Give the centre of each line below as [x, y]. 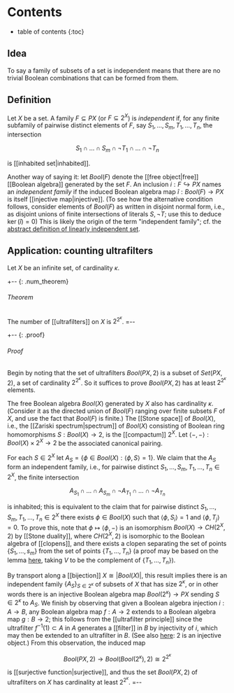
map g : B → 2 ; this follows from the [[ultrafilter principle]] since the [105, 619]
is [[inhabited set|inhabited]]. [49, 163]
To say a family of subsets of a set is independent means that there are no [114, 70]
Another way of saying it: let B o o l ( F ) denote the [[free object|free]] [103, 176]
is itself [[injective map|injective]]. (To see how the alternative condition [110, 199]
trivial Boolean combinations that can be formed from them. [93, 78]
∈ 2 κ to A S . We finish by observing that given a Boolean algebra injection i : [116, 603]
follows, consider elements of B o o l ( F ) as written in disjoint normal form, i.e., [116, 206]
